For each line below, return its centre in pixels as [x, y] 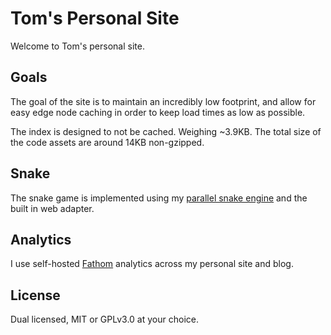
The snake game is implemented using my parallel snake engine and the [159, 198]
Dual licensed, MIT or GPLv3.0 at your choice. [104, 319]
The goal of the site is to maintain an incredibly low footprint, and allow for [163, 101]
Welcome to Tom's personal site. [77, 46]
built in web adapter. [52, 208]
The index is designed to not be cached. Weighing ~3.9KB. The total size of [166, 131]
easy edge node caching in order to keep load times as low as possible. [158, 112]
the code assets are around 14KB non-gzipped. [107, 142]
